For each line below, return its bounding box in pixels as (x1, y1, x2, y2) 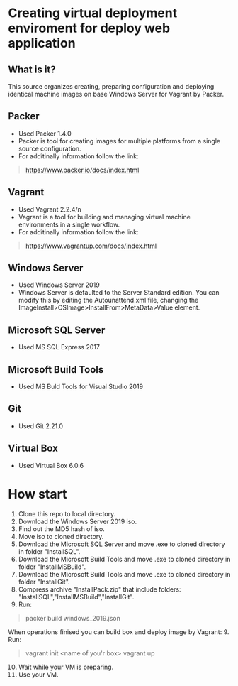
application (8, 36, 76, 51)
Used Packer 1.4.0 (18, 129, 72, 138)
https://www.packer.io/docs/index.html (25, 165, 140, 174)
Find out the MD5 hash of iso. (18, 524, 105, 533)
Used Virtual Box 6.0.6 (18, 461, 84, 469)
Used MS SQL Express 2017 (18, 343, 100, 352)
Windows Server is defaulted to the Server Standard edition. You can (18, 288, 220, 297)
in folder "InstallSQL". (18, 547, 81, 555)
